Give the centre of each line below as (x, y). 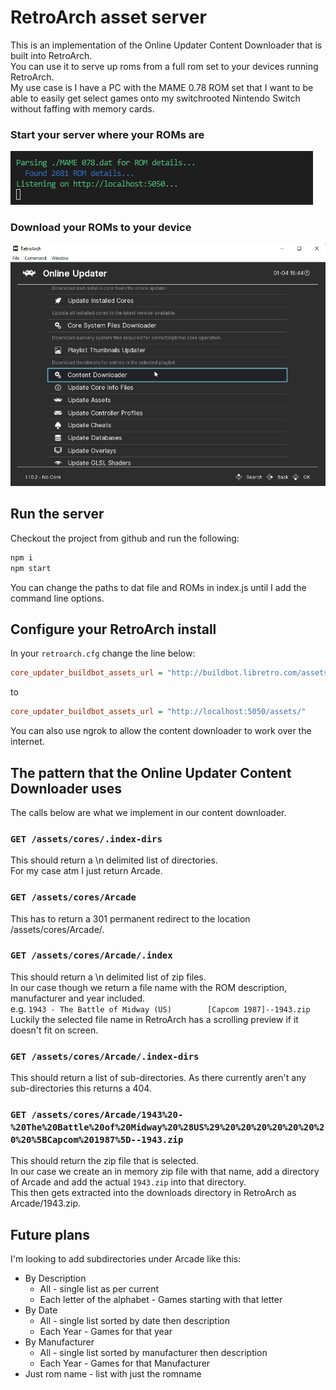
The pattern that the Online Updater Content (151, 772)
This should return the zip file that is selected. (104, 1161)
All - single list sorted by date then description (134, 1321)
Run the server (57, 514)
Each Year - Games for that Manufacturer (125, 1363)
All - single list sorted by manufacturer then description (153, 1353)
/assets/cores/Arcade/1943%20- (107, 1115)
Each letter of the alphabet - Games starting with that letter (161, 1300)
